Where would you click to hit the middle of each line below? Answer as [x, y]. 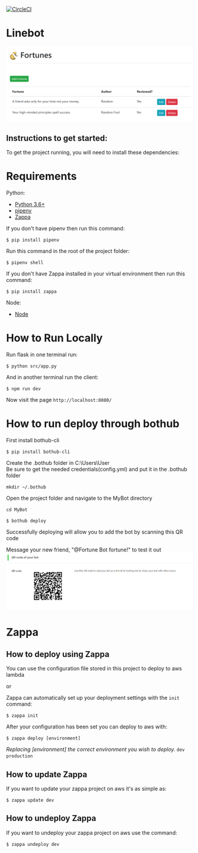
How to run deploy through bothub [93, 424]
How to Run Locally [55, 338]
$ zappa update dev [30, 800]
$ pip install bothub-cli [38, 452]
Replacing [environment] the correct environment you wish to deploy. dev [95, 749]
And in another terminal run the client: [52, 377]
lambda [15, 675]
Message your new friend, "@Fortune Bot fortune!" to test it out [84, 550]
